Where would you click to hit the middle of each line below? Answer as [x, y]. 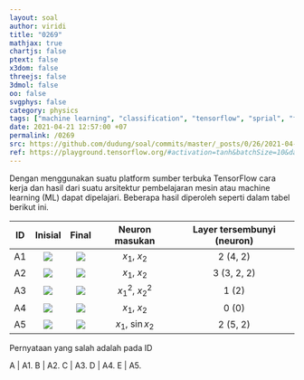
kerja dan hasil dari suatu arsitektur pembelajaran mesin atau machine [140, 187]
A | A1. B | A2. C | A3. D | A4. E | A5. [76, 365]
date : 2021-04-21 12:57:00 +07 [68, 128]
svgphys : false [38, 102]
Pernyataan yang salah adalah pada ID [81, 347]
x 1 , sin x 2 [135, 324]
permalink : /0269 [42, 136]
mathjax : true [36, 43]
